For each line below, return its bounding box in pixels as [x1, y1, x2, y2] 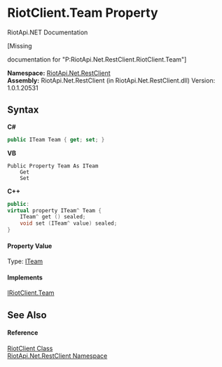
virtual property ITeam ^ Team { [7, 207, 102, 214]
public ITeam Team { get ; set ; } [7, 136, 105, 143]
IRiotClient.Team [7, 289, 55, 297]
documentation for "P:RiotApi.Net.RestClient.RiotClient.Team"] [7, 55, 187, 64]
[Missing [7, 41, 33, 50]
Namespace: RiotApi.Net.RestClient [7, 69, 111, 77]
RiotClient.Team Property [7, 5, 158, 21]
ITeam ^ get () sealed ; [20, 214, 86, 221]
